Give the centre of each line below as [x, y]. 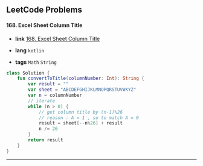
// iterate [42, 101]
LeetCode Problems [44, 10]
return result [46, 140]
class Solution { [28, 73]
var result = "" [48, 84]
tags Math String [36, 62]
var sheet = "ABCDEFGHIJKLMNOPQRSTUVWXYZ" [82, 90]
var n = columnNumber [55, 96]
